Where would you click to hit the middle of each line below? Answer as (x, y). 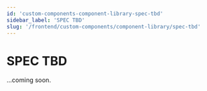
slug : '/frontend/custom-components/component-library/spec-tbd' (103, 26)
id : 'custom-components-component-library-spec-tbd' (85, 14)
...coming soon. (29, 80)
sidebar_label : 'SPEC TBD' (46, 20)
